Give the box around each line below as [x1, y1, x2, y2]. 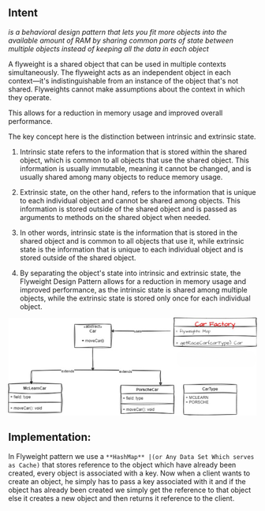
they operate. [8, 92, 52, 102]
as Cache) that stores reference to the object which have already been [8, 460, 237, 469]
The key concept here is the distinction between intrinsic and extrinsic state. [8, 132, 256, 141]
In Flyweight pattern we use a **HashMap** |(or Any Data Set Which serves [8, 451, 255, 461]
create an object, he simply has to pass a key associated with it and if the [8, 476, 246, 486]
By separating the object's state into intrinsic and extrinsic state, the [19, 268, 241, 278]
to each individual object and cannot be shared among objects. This [19, 196, 241, 205]
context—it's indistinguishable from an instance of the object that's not [8, 76, 239, 85]
